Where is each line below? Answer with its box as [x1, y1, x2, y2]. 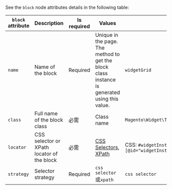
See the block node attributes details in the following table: [5, 5, 130, 10]
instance [95, 76, 116, 83]
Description [34, 20, 64, 27]
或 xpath [95, 176, 114, 183]
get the [95, 57, 113, 64]
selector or [34, 137, 60, 145]
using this [95, 96, 119, 102]
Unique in [95, 32, 119, 38]
